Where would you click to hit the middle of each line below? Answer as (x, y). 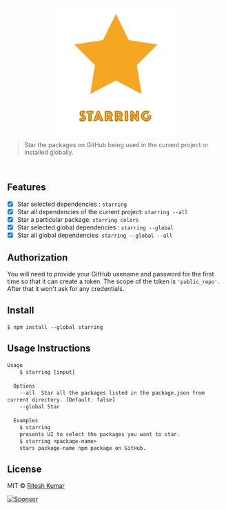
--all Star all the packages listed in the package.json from (112, 393)
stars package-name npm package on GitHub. (83, 448)
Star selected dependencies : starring (72, 204)
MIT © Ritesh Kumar (36, 486)
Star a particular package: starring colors (78, 219)
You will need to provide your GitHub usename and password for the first (111, 274)
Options (24, 386)
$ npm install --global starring (55, 327)
